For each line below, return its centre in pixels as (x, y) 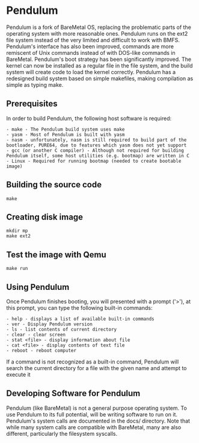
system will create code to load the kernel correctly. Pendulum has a (91, 72)
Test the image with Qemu (56, 255)
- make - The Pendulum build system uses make (66, 129)
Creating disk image (44, 217)
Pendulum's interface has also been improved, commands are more (90, 46)
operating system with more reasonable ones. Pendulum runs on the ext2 (97, 33)
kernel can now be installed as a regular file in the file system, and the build (99, 65)
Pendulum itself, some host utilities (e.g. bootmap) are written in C (98, 156)
